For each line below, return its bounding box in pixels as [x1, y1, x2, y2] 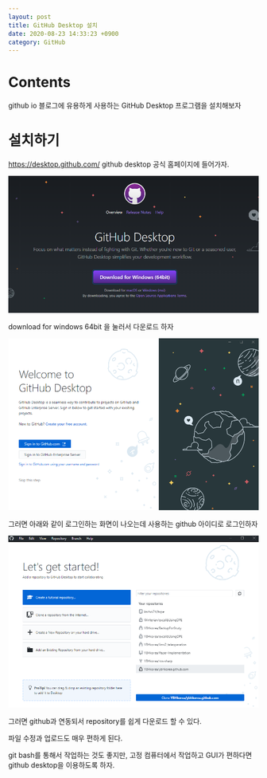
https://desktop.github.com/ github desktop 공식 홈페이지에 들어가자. [8, 159, 230, 169]
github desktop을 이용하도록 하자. [8, 760, 115, 769]
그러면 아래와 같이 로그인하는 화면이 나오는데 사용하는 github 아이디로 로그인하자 [8, 519, 258, 529]
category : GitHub [8, 38, 66, 46]
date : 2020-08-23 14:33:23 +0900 [8, 29, 119, 37]
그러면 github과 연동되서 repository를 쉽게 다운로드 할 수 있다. [8, 716, 203, 725]
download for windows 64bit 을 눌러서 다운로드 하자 [8, 322, 174, 332]
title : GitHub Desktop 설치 [8, 21, 98, 29]
